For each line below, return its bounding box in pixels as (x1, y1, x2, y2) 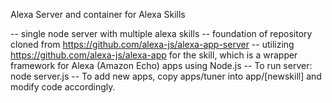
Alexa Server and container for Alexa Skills (10, 9, 186, 20)
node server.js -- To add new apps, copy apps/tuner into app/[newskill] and (10, 70, 322, 82)
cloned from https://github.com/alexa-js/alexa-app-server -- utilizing (10, 39, 295, 50)
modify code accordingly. (10, 81, 116, 93)
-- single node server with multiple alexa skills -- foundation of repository (10, 28, 313, 39)
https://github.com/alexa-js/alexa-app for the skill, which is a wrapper (10, 49, 298, 61)
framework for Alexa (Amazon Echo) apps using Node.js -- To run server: (10, 60, 313, 71)
